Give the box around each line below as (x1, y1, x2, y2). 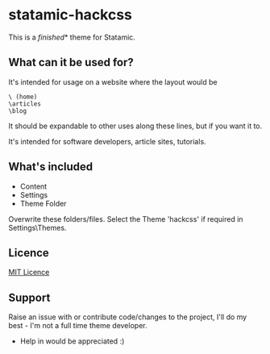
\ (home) (8, 93, 38, 101)
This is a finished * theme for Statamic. (8, 32, 135, 42)
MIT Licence (8, 268, 50, 277)
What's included (8, 160, 93, 174)
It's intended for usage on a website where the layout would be (8, 77, 218, 86)
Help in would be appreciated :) (19, 336, 125, 346)
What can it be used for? (8, 56, 135, 69)
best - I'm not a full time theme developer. (8, 321, 147, 331)
